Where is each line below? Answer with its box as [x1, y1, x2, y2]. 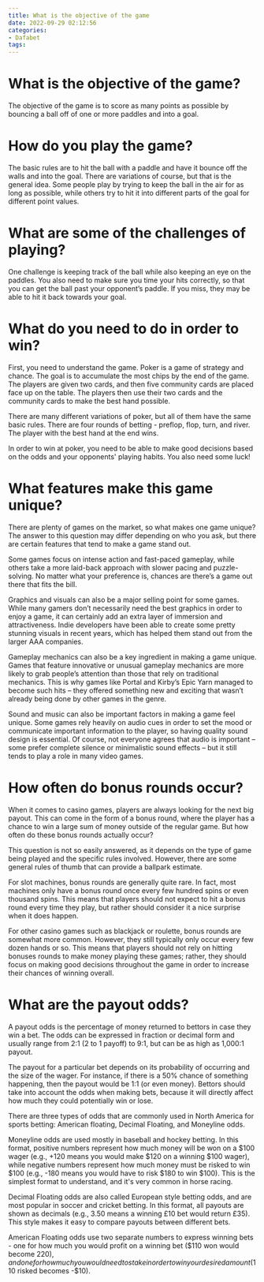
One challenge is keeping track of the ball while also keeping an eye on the [8, 267, 251, 276]
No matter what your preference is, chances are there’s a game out [35, 571, 253, 581]
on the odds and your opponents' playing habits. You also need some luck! [8, 451, 251, 462]
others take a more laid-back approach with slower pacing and [8, 563, 212, 572]
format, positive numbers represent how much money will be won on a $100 [8, 1143, 255, 1153]
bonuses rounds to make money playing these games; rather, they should [8, 951, 247, 961]
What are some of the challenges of [8, 224, 247, 242]
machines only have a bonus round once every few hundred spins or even [8, 885, 249, 895]
